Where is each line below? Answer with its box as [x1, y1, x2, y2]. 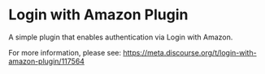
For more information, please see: [8, 47, 122, 57]
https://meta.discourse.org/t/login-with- [123, 47, 258, 57]
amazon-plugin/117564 [8, 56, 85, 66]
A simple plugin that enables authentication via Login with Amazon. [8, 32, 233, 42]
